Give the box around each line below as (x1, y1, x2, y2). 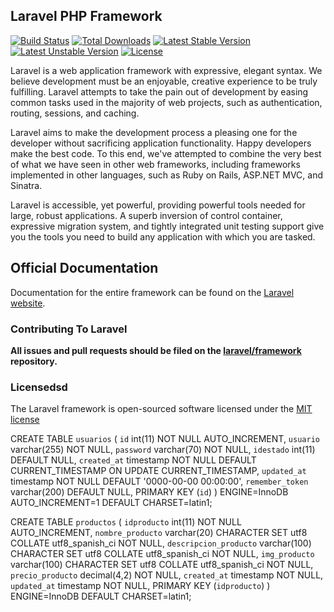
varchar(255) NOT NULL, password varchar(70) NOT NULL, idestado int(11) (10, 444, 316, 456)
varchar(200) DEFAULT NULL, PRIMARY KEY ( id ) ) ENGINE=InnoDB (10, 486, 289, 498)
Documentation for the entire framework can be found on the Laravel (10, 286, 295, 298)
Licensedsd (10, 380, 68, 394)
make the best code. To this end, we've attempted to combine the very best (10, 147, 322, 159)
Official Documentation (10, 260, 159, 277)
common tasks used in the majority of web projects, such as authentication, (10, 96, 323, 108)
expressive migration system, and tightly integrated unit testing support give (10, 220, 325, 232)
